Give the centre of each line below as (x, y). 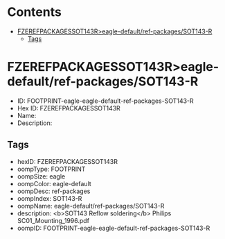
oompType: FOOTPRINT (51, 169)
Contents (35, 12)
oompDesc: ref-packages (54, 191)
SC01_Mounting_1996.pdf (53, 220)
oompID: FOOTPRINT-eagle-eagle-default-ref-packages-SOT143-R (114, 228)
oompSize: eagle (41, 176)
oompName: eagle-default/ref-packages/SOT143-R (91, 206)
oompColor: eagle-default (54, 183)
